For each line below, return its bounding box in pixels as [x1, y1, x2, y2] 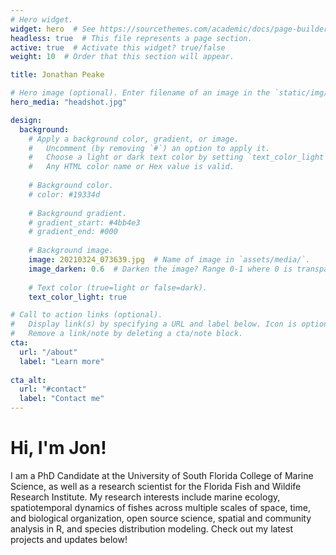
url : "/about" [19, 347, 78, 357]
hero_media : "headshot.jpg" [10, 97, 128, 107]
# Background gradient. [28, 208, 128, 218]
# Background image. [28, 246, 114, 256]
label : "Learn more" [19, 356, 105, 366]
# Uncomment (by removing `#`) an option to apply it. [28, 143, 271, 153]
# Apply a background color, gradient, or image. [28, 134, 240, 144]
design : [10, 115, 43, 125]
